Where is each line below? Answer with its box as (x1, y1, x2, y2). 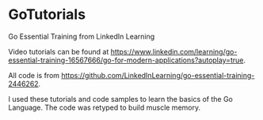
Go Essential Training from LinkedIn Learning (8, 32, 155, 41)
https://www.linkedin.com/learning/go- (110, 47, 238, 56)
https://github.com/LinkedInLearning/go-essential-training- (60, 70, 255, 80)
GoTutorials (8, 6, 86, 24)
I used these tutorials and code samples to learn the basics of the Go (8, 94, 234, 103)
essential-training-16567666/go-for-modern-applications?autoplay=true (8, 55, 244, 65)
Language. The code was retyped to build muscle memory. (8, 103, 200, 112)
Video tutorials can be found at (8, 47, 109, 56)
